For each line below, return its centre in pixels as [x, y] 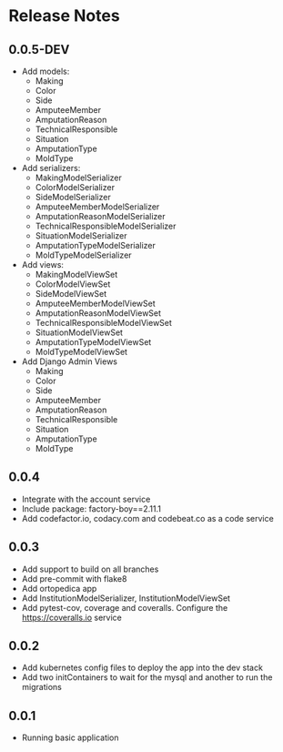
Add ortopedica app [59, 588]
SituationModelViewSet [79, 332]
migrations [42, 687]
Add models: [45, 71]
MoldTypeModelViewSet [81, 352]
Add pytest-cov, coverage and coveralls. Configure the [125, 607]
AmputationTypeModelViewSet [93, 342]
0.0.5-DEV [39, 50]
